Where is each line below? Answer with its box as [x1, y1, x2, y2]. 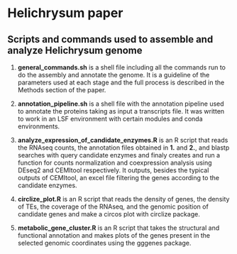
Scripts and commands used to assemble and [7, 33, 214, 45]
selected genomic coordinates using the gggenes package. [17, 239, 192, 247]
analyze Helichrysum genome [7, 44, 143, 56]
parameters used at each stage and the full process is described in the [17, 78, 225, 87]
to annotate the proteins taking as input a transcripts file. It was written [17, 107, 225, 115]
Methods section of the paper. [17, 86, 106, 94]
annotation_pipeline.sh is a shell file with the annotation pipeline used [17, 99, 225, 108]
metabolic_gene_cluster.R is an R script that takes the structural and [17, 223, 220, 232]
